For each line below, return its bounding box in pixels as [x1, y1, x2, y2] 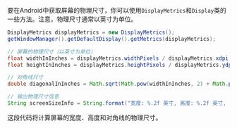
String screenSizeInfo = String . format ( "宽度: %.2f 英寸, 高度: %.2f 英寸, [7, 100, 227, 107]
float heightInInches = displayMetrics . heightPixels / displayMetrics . [7, 61, 222, 68]
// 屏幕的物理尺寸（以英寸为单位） [7, 48, 96, 55]
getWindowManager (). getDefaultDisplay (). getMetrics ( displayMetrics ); [7, 35, 217, 42]
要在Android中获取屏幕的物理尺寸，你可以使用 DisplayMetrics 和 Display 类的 [7, 6, 227, 14]
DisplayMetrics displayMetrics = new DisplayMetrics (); [7, 29, 175, 36]
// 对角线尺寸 [7, 74, 44, 81]
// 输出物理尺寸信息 [7, 94, 59, 101]
